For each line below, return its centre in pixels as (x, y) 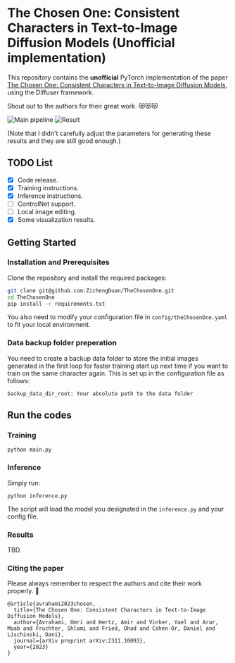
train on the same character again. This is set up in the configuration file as (116, 373)
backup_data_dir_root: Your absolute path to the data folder (100, 394)
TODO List (30, 163)
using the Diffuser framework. (51, 92)
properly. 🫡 (24, 591)
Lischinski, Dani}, (36, 635)
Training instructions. (48, 187)
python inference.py (38, 496)
